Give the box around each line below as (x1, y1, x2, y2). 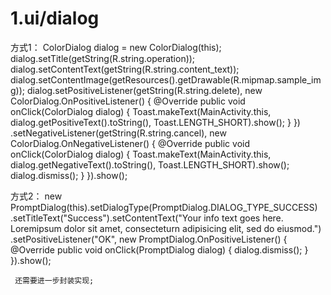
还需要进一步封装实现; (14, 275, 95, 286)
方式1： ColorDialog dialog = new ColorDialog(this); (10, 41, 222, 53)
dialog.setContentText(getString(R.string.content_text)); (10, 63, 240, 75)
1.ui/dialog (10, 7, 100, 30)
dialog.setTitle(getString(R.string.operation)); (10, 52, 196, 64)
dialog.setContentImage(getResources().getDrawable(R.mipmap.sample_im (10, 73, 322, 86)
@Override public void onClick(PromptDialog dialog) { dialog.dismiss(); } (10, 243, 309, 256)
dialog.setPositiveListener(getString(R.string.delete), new (26, 84, 263, 96)
